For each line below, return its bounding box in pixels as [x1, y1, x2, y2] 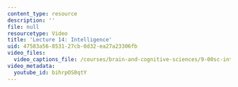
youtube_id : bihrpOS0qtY [13, 69, 87, 76]
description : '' [7, 17, 55, 24]
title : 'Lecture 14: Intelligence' [7, 36, 113, 43]
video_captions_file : [13, 56, 78, 63]
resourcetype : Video [7, 29, 69, 37]
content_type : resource [7, 10, 78, 18]
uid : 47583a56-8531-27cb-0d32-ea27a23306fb [7, 43, 138, 50]
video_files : [7, 50, 46, 57]
